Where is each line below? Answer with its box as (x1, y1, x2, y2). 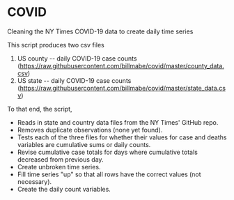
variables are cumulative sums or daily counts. (17, 140, 151, 148)
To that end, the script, (7, 105, 72, 113)
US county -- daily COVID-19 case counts (17, 54, 137, 63)
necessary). (17, 177, 52, 185)
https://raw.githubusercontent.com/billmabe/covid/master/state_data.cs (19, 84, 226, 92)
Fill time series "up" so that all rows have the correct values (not (17, 170, 201, 178)
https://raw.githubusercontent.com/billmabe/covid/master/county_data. (19, 61, 224, 70)
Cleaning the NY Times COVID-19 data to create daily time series (7, 27, 194, 36)
